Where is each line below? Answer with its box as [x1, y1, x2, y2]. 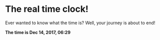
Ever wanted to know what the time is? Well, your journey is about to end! [5, 20, 156, 26]
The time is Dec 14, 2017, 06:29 [5, 29, 71, 35]
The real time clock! [5, 3, 88, 15]
